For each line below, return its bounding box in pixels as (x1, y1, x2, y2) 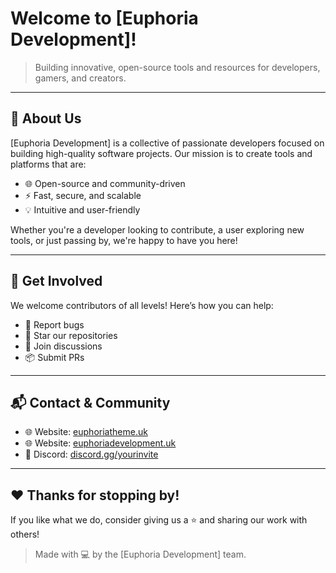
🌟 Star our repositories (24, 329, 118, 341)
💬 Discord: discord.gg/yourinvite (24, 448, 159, 461)
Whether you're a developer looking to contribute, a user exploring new (10, 223, 305, 236)
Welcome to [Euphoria (10, 7, 199, 30)
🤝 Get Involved (10, 273, 103, 290)
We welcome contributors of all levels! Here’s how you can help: (10, 299, 274, 311)
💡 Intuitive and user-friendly (24, 203, 141, 216)
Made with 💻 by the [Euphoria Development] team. (34, 548, 247, 561)
